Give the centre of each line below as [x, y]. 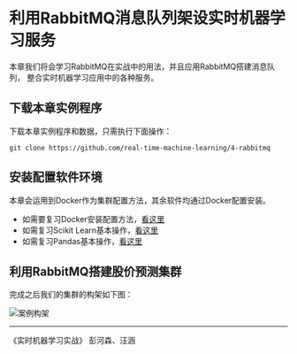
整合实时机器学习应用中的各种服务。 [92, 77]
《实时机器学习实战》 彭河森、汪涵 [72, 341]
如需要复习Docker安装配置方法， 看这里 [93, 219]
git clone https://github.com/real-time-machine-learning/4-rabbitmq [140, 148]
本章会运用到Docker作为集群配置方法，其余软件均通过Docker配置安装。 [140, 200]
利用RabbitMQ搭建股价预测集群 [95, 271]
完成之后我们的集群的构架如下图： [71, 295]
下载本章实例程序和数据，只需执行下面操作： [91, 131]
